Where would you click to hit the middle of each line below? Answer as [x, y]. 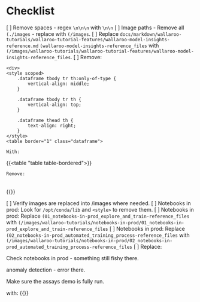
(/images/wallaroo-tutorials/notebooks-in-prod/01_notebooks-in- [101, 222]
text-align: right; [52, 126]
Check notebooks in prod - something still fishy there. [72, 258]
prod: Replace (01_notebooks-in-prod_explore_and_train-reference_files [98, 216]
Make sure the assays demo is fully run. [55, 281]
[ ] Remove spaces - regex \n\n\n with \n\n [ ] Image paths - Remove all [95, 28]
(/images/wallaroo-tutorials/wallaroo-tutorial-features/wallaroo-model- [100, 51]
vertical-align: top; [55, 105]
